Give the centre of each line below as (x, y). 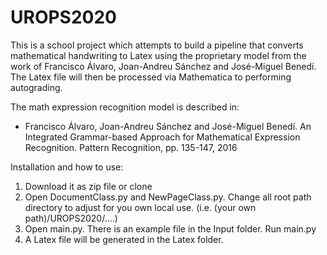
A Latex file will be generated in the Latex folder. (124, 239)
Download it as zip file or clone (88, 186)
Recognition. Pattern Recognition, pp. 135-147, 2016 (131, 147)
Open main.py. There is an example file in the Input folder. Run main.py (170, 228)
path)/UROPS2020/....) (71, 218)
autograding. (36, 87)
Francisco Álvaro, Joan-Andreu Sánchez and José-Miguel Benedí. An (168, 126)
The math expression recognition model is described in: (125, 107)
